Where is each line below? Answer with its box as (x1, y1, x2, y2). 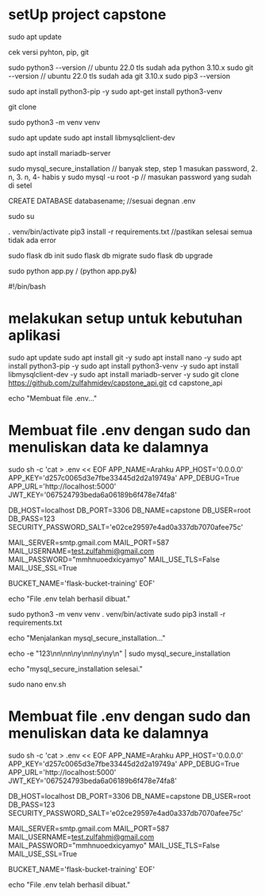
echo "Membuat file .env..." (8, 393, 98, 403)
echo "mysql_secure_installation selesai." (8, 664, 143, 673)
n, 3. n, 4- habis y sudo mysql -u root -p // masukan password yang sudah (8, 172, 252, 181)
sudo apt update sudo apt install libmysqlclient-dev (8, 133, 176, 142)
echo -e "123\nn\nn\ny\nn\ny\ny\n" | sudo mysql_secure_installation (8, 649, 231, 658)
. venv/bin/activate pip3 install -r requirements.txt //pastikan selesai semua (8, 227, 252, 236)
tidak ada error (8, 235, 57, 244)
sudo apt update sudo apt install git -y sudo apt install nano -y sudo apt (8, 353, 242, 362)
